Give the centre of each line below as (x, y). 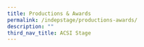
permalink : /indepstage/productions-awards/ (72, 20)
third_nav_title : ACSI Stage (49, 33)
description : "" (30, 26)
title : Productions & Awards (49, 13)
